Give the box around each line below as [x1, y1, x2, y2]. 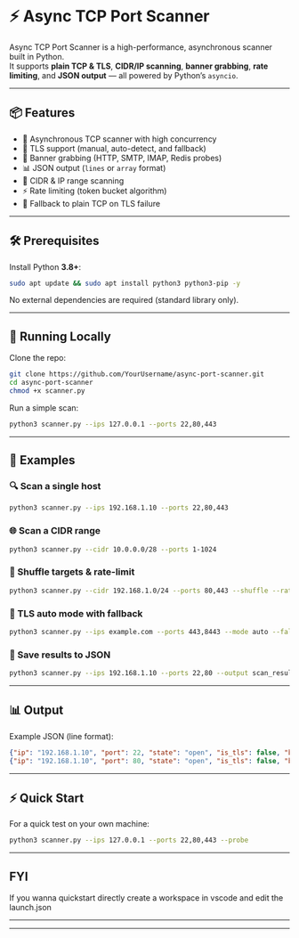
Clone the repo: [9, 353, 67, 363]
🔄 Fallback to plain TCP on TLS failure [21, 198, 161, 208]
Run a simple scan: [9, 402, 79, 413]
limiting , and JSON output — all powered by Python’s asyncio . [9, 69, 238, 80]
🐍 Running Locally [9, 329, 111, 344]
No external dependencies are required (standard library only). [9, 295, 239, 306]
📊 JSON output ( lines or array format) [21, 162, 166, 173]
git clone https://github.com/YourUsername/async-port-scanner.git [9, 370, 265, 379]
